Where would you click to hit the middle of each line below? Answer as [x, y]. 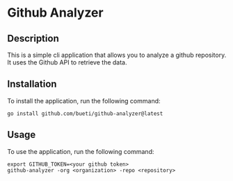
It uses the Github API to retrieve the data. [67, 62]
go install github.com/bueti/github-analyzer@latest [85, 113]
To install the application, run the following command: [84, 101]
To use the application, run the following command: [81, 151]
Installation [32, 84]
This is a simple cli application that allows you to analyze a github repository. [117, 55]
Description [33, 38]
